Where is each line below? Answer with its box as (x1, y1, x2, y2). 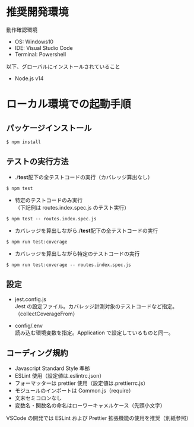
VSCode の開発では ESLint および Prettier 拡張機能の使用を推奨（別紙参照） (6, 415, 192, 422)
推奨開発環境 (6, 5, 69, 19)
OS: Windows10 (14, 38, 53, 45)
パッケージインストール (6, 123, 92, 133)
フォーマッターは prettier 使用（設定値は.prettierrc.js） (14, 379, 149, 387)
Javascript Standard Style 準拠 (14, 365, 90, 372)
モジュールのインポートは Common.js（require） (14, 387, 135, 394)
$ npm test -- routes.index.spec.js (6, 216, 97, 222)
